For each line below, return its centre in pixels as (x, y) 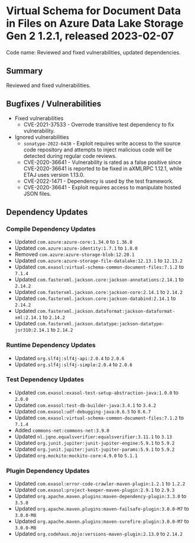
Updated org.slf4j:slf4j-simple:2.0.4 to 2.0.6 (74, 364)
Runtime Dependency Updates (51, 345)
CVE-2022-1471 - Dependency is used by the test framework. (99, 181)
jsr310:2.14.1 (32, 330)
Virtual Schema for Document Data (94, 11)
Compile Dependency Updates (51, 229)
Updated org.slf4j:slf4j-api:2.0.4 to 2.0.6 (69, 358)
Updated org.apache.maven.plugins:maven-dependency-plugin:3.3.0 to (100, 496)
